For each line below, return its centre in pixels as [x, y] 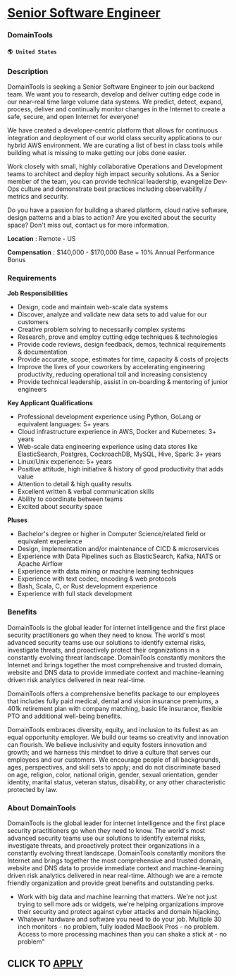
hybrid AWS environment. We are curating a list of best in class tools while [115, 145]
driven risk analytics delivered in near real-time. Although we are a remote [115, 875]
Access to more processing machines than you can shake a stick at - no [122, 934]
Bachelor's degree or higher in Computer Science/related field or [112, 534]
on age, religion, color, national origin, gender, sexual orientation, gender [113, 774]
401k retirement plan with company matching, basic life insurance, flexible [115, 708]
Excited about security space [60, 507]
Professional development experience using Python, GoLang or [109, 416]
